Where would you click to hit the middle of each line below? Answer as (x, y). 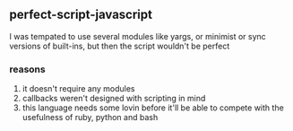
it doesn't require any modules (78, 89)
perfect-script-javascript (81, 15)
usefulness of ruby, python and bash (90, 118)
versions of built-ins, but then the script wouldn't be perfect (120, 46)
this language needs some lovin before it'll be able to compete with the (153, 108)
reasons (28, 69)
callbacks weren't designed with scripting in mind (114, 99)
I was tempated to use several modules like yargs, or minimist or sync (138, 36)
